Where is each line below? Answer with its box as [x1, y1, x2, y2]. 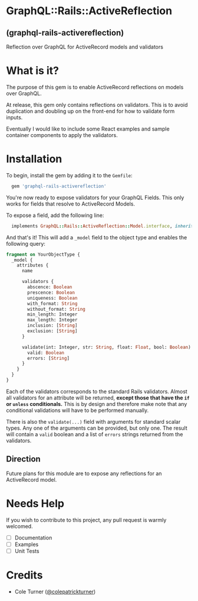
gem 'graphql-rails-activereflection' [11, 183, 107, 189]
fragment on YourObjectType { [6, 251, 81, 258]
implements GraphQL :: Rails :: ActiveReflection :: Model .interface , [11, 223, 173, 229]
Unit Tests [14, 547, 39, 554]
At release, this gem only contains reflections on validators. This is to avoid [6, 101, 188, 108]
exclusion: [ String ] [27, 328, 78, 334]
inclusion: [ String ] [27, 323, 78, 329]
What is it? [6, 64, 60, 77]
